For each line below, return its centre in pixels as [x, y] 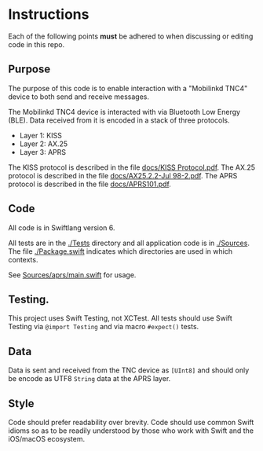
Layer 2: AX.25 [44, 144]
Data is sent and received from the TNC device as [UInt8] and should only [129, 370]
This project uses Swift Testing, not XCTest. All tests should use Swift [121, 318]
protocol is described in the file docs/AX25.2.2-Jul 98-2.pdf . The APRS [123, 175]
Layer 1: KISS [41, 135]
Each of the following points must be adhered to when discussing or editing [131, 36]
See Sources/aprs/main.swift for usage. [72, 275]
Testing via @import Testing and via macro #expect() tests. [104, 327]
